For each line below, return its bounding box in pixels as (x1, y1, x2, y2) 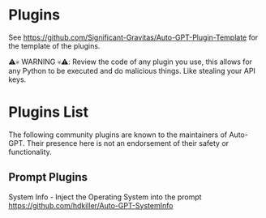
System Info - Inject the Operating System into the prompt (8, 192, 202, 202)
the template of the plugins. (8, 41, 101, 50)
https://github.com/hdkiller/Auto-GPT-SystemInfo (8, 200, 174, 210)
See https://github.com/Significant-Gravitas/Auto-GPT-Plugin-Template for (8, 32, 259, 42)
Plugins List (8, 103, 89, 122)
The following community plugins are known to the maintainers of (8, 130, 228, 139)
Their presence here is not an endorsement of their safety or (26, 138, 230, 147)
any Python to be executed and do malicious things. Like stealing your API (8, 66, 255, 75)
